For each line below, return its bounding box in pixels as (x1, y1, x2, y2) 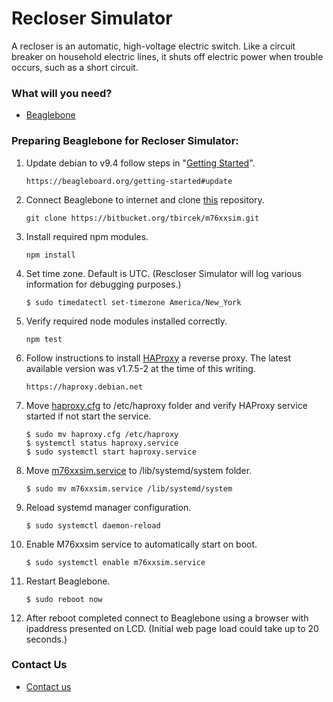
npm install (25, 250, 76, 260)
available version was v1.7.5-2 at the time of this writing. (25, 362, 256, 374)
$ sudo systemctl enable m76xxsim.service (25, 557, 206, 567)
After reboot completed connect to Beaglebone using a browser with (25, 612, 309, 624)
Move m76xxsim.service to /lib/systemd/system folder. (25, 464, 253, 476)
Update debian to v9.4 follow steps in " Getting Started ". (25, 157, 256, 169)
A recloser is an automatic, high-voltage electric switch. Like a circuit (11, 40, 296, 52)
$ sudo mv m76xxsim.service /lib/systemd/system (25, 483, 233, 494)
